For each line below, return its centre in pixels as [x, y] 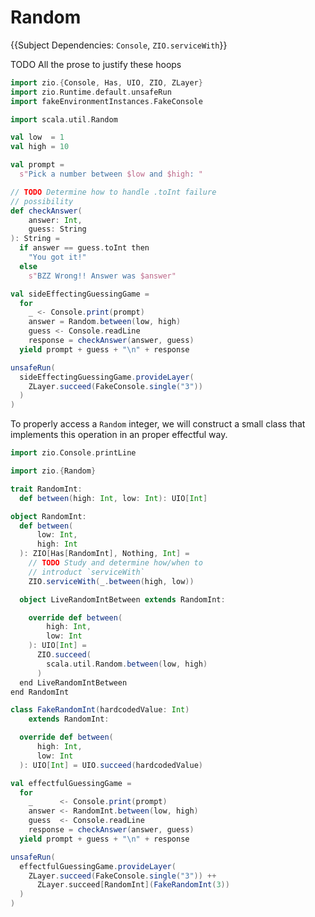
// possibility [42, 201]
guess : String [57, 229]
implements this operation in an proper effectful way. [119, 435]
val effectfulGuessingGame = [71, 783]
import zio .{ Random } [53, 471]
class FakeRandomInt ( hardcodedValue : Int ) [100, 710]
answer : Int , [55, 220]
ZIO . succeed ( [64, 655]
